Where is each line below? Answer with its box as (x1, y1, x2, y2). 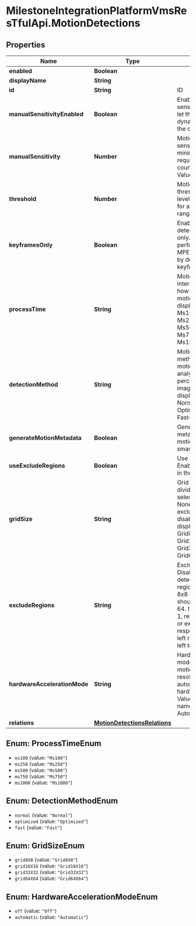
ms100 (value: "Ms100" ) (14, 754, 68, 761)
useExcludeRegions (9, 462, 65, 469)
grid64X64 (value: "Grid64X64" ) (14, 875, 89, 882)
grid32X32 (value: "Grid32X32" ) (14, 869, 89, 876)
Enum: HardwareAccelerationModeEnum (6, 892, 158, 901)
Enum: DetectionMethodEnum (6, 796, 118, 806)
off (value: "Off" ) (14, 907, 57, 914)
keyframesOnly (9, 241, 53, 249)
